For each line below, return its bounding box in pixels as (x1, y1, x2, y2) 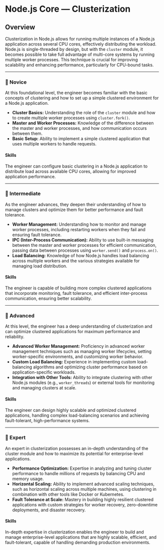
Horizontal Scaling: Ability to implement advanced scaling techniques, (12, 481, 155, 487)
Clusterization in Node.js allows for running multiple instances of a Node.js (5, 36, 155, 42)
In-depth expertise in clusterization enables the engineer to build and (5, 529, 144, 535)
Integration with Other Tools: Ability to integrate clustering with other (12, 375, 153, 381)
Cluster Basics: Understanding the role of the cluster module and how (12, 110, 156, 116)
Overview (5, 23, 36, 31)
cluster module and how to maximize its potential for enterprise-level (5, 451, 143, 456)
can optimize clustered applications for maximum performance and (5, 329, 140, 335)
